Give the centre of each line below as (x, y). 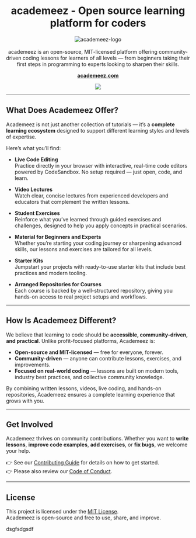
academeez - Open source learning (98, 11)
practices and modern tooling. (51, 273)
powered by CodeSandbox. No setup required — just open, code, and (98, 172)
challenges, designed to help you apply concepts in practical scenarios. (101, 225)
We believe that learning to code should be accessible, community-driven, (97, 335)
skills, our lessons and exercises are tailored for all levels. (83, 249)
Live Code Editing (36, 159)
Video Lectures (33, 189)
